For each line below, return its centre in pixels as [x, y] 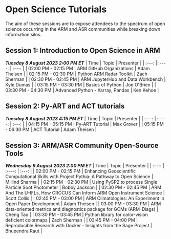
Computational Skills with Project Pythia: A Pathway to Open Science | [79, 177]
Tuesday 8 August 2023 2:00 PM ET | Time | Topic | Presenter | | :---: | [81, 63]
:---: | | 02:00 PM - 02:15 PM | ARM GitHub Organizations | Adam [81, 68]
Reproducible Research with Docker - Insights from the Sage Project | [79, 226]
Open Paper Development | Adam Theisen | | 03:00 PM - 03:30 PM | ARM [83, 204]
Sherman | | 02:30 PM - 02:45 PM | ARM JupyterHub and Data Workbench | [85, 79]
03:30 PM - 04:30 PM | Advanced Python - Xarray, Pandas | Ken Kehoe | [82, 90]
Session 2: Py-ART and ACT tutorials [65, 106]
